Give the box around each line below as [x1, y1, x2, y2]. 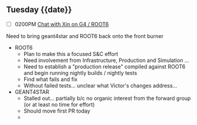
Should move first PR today [23, 107, 91, 114]
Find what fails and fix [23, 76, 78, 83]
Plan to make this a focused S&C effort [23, 50, 119, 57]
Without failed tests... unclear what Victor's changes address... [23, 82, 177, 89]
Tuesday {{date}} [6, 5, 72, 15]
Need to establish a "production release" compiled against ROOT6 [23, 62, 186, 70]
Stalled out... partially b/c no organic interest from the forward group [23, 95, 191, 102]
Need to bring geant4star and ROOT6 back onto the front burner [6, 32, 164, 39]
